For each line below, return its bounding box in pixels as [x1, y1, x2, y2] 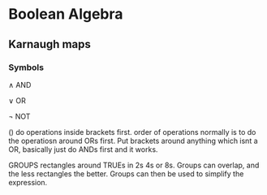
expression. [8, 177, 48, 187]
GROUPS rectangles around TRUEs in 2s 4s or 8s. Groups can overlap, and [8, 160, 260, 170]
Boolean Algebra [8, 5, 123, 24]
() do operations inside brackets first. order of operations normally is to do [8, 127, 256, 136]
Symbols [8, 62, 45, 73]
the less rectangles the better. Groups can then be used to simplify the [8, 168, 244, 179]
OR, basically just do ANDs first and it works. [8, 144, 158, 154]
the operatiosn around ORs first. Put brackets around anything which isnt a [8, 136, 258, 145]
